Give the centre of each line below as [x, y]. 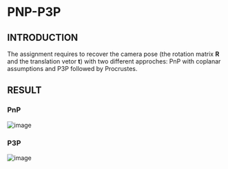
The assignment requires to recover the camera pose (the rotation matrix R [113, 54]
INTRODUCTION [43, 38]
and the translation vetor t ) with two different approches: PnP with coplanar [114, 61]
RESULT [24, 90]
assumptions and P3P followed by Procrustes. [72, 69]
